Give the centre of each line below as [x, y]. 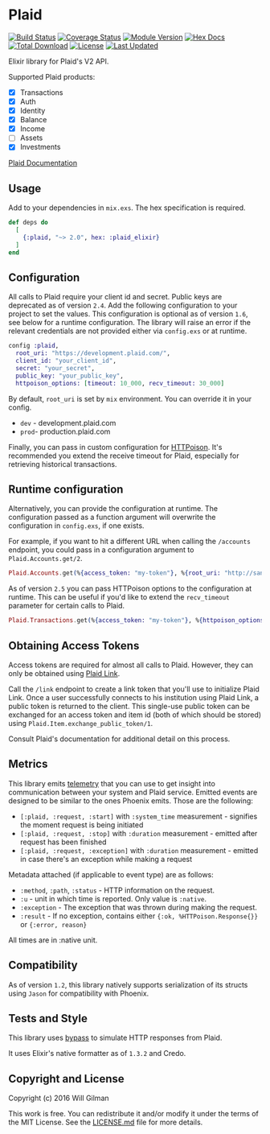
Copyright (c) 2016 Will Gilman [59, 1098]
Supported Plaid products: [52, 76]
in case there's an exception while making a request [106, 859]
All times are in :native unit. [53, 940]
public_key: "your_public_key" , [70, 376]
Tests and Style [48, 1019]
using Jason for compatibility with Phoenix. [79, 993]
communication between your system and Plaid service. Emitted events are [133, 792]
